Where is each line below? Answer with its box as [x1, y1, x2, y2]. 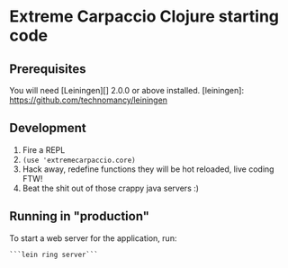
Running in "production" [9, 209, 150, 224]
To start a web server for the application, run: [9, 232, 177, 244]
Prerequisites [9, 61, 86, 76]
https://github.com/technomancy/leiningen [9, 94, 168, 105]
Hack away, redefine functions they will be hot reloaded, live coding [22, 164, 274, 174]
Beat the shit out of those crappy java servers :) [22, 183, 200, 193]
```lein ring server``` [9, 250, 99, 259]
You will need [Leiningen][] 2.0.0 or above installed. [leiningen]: [9, 85, 245, 95]
